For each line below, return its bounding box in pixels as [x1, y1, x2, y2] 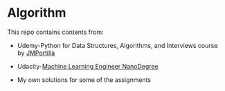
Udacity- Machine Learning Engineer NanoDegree [17, 62, 159, 70]
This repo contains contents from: [7, 28, 104, 36]
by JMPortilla [17, 49, 55, 57]
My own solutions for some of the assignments [17, 75, 151, 84]
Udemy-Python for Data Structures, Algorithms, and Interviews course [17, 41, 218, 49]
